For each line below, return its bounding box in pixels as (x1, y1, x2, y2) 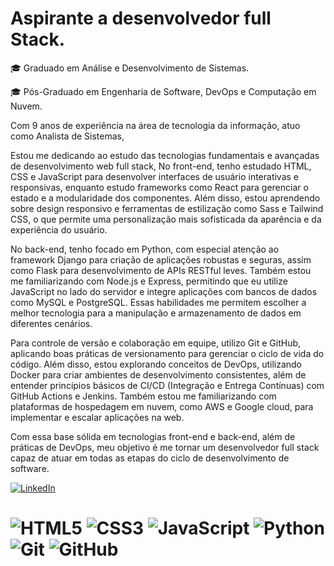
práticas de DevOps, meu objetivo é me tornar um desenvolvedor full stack (10, 441, 320, 453)
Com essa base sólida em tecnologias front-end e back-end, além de (10, 430, 296, 442)
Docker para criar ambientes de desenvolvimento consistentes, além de (10, 368, 307, 381)
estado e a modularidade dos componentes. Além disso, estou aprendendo (10, 192, 321, 204)
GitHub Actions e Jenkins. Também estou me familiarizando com (10, 390, 277, 402)
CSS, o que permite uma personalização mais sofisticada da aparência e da (10, 213, 322, 225)
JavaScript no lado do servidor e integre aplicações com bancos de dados (10, 285, 318, 297)
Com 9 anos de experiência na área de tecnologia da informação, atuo (10, 119, 301, 131)
